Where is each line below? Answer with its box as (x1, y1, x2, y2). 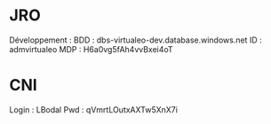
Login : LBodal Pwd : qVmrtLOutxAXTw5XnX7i (9, 104, 178, 115)
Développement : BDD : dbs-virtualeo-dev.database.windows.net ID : (9, 35, 262, 45)
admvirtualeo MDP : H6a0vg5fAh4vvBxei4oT (9, 43, 173, 54)
